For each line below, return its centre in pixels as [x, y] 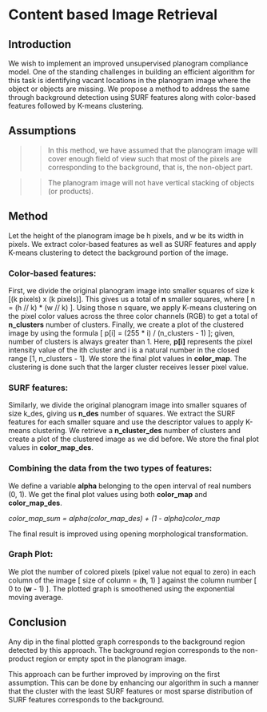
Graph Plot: [31, 555]
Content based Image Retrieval [113, 15]
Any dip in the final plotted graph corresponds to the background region [127, 642]
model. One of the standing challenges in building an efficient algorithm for [132, 72]
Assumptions [42, 131]
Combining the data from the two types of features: [110, 468]
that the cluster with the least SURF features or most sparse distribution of [131, 691]
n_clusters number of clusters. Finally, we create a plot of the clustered [126, 324]
